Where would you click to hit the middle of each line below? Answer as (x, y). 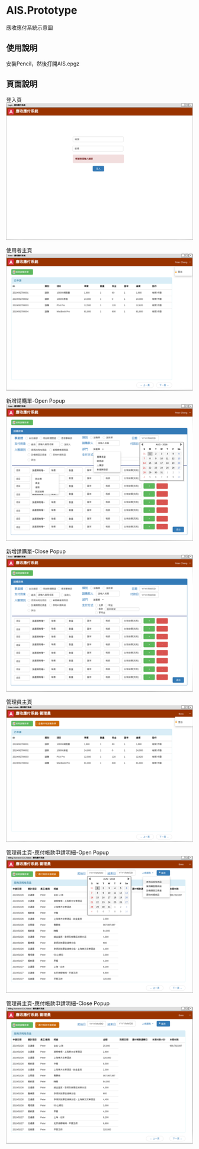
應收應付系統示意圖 (30, 27)
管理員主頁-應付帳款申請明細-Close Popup (58, 1003)
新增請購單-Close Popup (36, 551)
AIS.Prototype (42, 10)
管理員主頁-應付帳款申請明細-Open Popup (58, 853)
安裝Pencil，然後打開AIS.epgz (43, 64)
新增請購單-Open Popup (36, 401)
